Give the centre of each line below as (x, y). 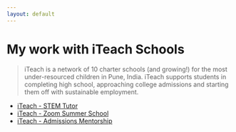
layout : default (31, 14)
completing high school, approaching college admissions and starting (126, 84)
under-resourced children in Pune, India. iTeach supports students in (125, 76)
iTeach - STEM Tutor (47, 106)
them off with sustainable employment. (81, 92)
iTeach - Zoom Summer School (63, 113)
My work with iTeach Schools (96, 49)
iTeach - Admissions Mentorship (65, 121)
